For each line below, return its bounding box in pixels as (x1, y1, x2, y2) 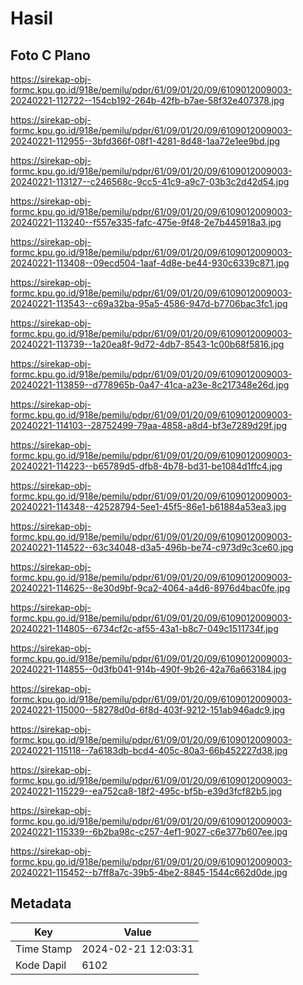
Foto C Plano (10, 47, 91, 64)
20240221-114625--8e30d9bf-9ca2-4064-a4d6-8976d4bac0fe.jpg (10, 582, 291, 594)
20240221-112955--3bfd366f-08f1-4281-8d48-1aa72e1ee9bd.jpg (10, 135, 281, 147)
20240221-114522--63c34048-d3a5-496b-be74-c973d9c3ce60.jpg (10, 542, 294, 553)
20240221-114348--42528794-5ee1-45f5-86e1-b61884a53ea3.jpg (10, 501, 287, 512)
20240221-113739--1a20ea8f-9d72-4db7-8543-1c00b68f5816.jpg (10, 338, 285, 350)
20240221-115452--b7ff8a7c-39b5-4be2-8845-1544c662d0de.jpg (10, 867, 288, 878)
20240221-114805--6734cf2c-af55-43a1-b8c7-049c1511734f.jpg (10, 623, 279, 634)
